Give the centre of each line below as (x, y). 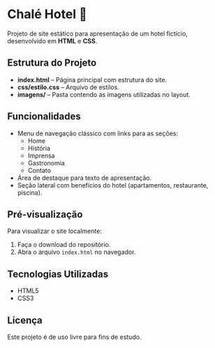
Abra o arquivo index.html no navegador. (76, 252)
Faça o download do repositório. (64, 245)
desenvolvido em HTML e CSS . (52, 40)
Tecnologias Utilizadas (58, 274)
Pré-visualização (45, 214)
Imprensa (41, 156)
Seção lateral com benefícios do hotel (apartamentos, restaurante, (113, 185)
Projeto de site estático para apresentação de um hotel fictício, (98, 33)
